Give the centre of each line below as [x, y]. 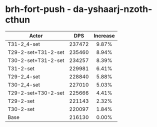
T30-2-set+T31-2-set [36, 60]
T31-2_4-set [24, 44]
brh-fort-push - [38, 9]
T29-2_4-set [24, 76]
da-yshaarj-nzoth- [113, 9]
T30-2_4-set [24, 84]
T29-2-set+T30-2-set [36, 92]
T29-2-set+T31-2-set [36, 52]
